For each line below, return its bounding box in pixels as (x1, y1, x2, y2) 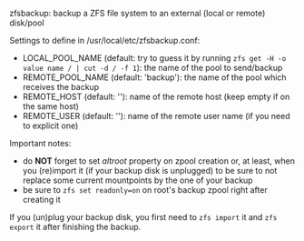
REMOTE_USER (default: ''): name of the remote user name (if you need (22, 111, 290, 121)
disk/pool (9, 17, 44, 28)
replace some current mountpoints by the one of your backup (22, 175, 253, 186)
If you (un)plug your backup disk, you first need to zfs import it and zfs (9, 212, 278, 222)
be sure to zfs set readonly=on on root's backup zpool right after (22, 185, 268, 195)
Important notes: (9, 138, 72, 148)
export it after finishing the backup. (9, 222, 142, 232)
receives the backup (22, 82, 100, 92)
